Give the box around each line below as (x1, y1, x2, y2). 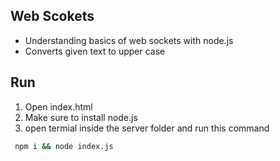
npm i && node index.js (14, 141, 114, 151)
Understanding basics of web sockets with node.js (24, 34, 234, 46)
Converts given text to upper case (24, 45, 166, 57)
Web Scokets (10, 8, 95, 25)
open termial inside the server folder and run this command (24, 122, 270, 134)
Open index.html (24, 100, 93, 113)
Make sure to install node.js (24, 111, 138, 123)
